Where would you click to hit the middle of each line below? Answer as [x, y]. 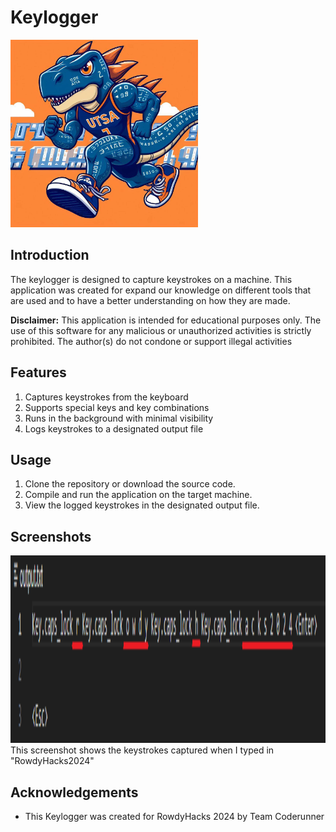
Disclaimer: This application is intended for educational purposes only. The [166, 320]
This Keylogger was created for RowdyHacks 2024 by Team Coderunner [174, 816]
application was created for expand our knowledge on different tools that [161, 290]
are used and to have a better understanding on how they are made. [150, 300]
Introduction [50, 255]
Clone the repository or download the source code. [130, 484]
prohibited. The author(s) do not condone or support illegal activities [151, 341]
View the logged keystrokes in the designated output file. [142, 505]
